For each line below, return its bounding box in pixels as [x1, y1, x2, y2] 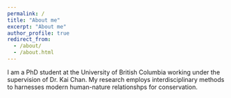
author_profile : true [7, 29, 70, 37]
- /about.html [13, 49, 54, 56]
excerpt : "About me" [7, 23, 67, 30]
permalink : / [7, 10, 45, 17]
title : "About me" [7, 17, 60, 24]
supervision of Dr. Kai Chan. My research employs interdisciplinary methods [7, 75, 225, 83]
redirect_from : [7, 36, 51, 43]
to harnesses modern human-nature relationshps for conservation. [7, 83, 198, 91]
